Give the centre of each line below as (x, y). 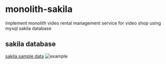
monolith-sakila (39, 9)
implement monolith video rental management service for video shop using (83, 23)
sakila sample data (25, 56)
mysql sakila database (28, 28)
